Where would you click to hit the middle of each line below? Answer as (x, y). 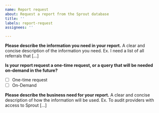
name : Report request (27, 9)
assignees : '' (19, 28)
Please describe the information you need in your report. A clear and (75, 46)
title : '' (15, 18)
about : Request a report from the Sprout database (57, 14)
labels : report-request (29, 23)
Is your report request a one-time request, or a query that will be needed (79, 65)
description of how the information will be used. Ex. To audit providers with (79, 100)
